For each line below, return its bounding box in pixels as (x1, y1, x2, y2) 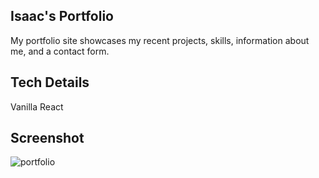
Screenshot (10, 130, 85, 147)
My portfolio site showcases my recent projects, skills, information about (10, 34, 310, 46)
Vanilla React (10, 100, 64, 113)
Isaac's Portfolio (10, 8, 114, 25)
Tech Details (10, 74, 90, 91)
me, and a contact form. (10, 45, 110, 57)
